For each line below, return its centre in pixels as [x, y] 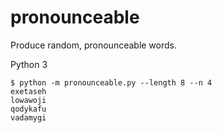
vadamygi [28, 117]
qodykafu [28, 109]
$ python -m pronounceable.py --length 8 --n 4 [111, 82]
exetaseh [28, 91]
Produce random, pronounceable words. [93, 45]
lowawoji [28, 100]
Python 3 [29, 64]
